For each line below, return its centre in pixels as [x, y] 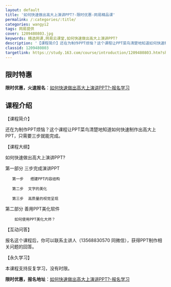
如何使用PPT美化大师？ [35, 220]
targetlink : [18, 53]
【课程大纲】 [19, 147]
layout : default [22, 10]
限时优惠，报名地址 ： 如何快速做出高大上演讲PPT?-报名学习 [67, 279]
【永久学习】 [19, 257]
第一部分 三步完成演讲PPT [33, 168]
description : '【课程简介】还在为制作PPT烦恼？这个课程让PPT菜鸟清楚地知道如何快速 [85, 43]
